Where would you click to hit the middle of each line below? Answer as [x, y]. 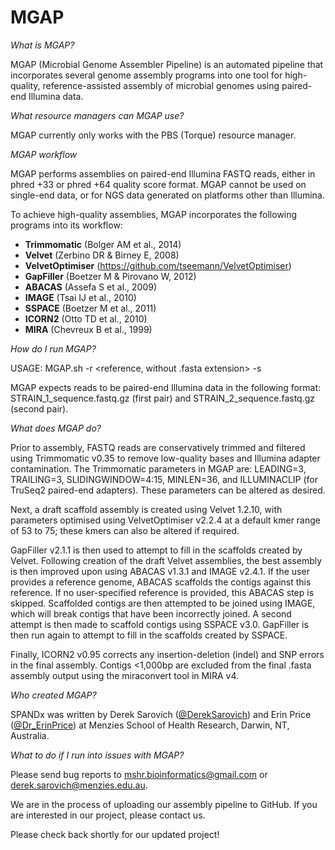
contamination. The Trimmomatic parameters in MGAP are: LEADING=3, [158, 468]
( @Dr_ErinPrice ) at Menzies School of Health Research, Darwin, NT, [150, 725]
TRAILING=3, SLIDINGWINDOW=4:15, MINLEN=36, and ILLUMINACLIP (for [164, 479]
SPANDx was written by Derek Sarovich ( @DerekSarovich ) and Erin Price [161, 714]
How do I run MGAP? [53, 348]
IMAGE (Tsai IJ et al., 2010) [80, 297]
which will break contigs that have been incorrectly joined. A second [151, 613]
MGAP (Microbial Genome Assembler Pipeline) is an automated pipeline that [167, 64]
